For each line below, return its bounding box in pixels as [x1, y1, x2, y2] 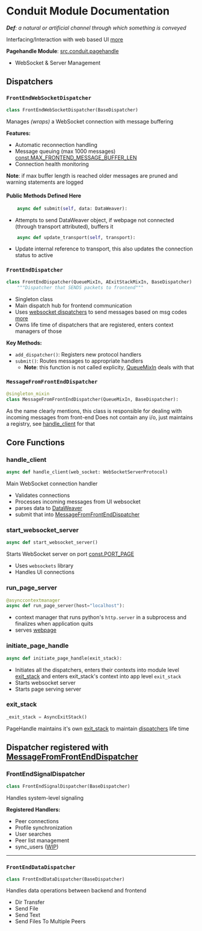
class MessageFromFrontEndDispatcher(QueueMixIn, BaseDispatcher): [6, 396, 179, 402]
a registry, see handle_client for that [6, 420, 95, 427]
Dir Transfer [14, 898, 45, 906]
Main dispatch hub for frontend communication [14, 302, 132, 309]
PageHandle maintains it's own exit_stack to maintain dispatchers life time [6, 724, 189, 732]
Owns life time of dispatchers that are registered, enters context [14, 321, 174, 328]
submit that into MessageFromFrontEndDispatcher [14, 511, 140, 518]
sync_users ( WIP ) [14, 843, 59, 850]
